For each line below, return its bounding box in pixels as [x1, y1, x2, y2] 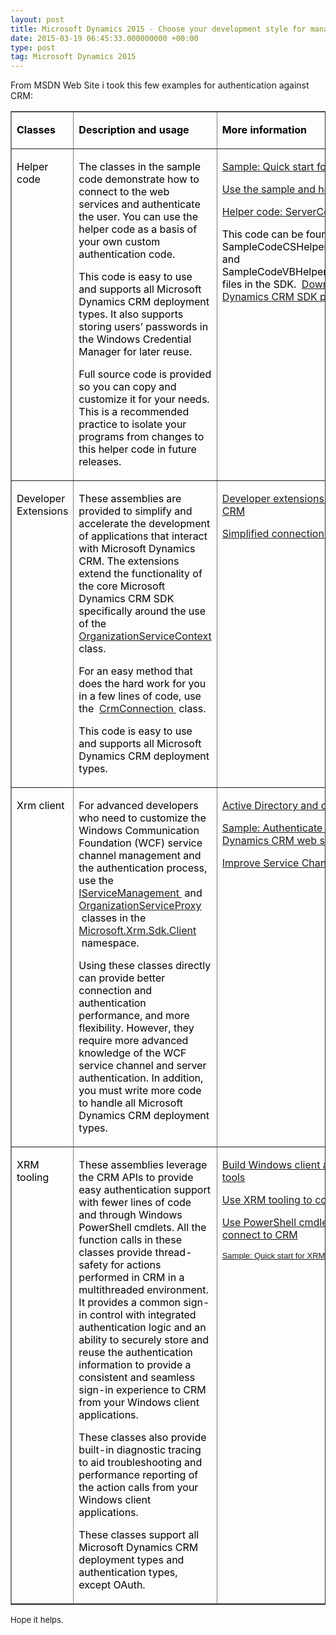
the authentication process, [78, 861, 208, 875]
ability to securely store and [78, 1333, 209, 1347]
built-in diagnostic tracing [78, 1443, 202, 1457]
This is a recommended [78, 405, 190, 419]
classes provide [78, 1246, 153, 1260]
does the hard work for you [78, 677, 207, 691]
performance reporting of [78, 1468, 199, 1482]
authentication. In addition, [78, 1071, 204, 1085]
